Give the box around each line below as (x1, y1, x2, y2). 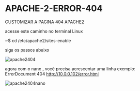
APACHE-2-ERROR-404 (5, 3, 103, 14)
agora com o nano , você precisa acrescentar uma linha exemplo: (5, 66, 136, 72)
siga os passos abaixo (5, 47, 49, 53)
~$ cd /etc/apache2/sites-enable (5, 37, 71, 44)
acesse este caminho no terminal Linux (5, 28, 83, 34)
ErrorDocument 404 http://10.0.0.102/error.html (5, 71, 99, 76)
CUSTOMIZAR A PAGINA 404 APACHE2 (5, 19, 84, 25)
